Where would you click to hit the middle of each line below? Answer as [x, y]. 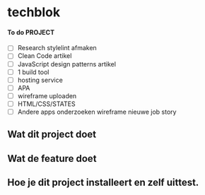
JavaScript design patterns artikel [67, 64]
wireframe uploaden [47, 95]
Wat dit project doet [52, 135]
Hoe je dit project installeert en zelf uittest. [103, 183]
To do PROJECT [31, 32]
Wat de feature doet [52, 159]
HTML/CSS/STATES [46, 104]
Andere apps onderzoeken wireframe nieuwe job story [97, 112]
